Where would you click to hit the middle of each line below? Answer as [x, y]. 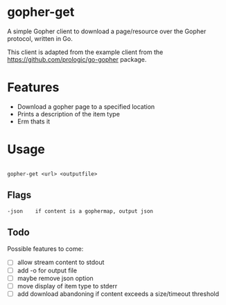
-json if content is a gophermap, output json [80, 211]
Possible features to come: [45, 249]
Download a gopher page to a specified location [86, 106]
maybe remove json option [55, 278]
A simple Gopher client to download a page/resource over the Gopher [107, 31]
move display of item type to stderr [67, 286]
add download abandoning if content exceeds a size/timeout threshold [118, 294]
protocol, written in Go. [40, 38]
